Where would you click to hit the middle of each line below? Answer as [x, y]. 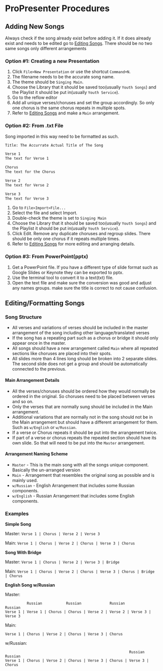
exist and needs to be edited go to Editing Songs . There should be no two [79, 43]
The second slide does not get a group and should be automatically [80, 364]
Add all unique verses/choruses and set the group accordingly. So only [83, 103]
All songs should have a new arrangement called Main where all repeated [85, 348]
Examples [17, 513]
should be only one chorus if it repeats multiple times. [66, 239]
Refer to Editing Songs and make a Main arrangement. [66, 113]
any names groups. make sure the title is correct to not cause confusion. [85, 288]
